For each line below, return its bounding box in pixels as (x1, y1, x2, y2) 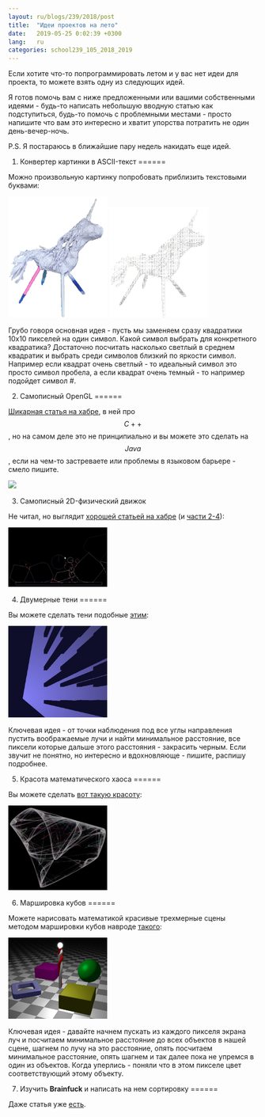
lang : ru (8, 38, 44, 46)
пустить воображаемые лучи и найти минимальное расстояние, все (8, 733, 241, 743)
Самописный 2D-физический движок (19, 496, 146, 506)
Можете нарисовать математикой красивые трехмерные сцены (8, 913, 226, 922)
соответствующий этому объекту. (8, 1069, 124, 1078)
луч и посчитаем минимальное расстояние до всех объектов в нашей (8, 1035, 247, 1044)
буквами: (8, 180, 40, 190)
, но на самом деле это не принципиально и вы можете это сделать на (8, 431, 249, 441)
